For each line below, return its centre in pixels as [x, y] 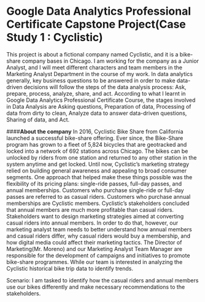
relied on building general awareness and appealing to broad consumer [97, 171]
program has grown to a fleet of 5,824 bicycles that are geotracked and [97, 144]
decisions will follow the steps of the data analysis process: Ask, [105, 87]
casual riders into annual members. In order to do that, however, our [92, 223]
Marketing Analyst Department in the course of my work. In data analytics [100, 74]
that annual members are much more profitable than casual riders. [90, 209]
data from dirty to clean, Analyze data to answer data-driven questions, [97, 113]
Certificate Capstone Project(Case [96, 24]
